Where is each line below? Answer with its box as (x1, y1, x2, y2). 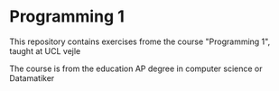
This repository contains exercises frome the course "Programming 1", (9, 36, 271, 47)
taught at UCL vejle (9, 45, 81, 56)
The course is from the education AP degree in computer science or (9, 63, 263, 74)
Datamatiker (9, 72, 55, 83)
